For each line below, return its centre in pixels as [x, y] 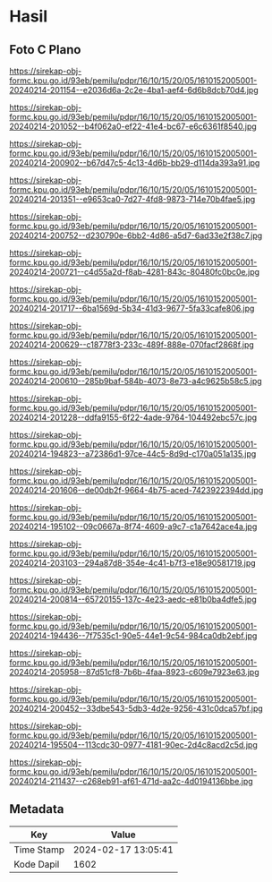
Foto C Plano [45, 50]
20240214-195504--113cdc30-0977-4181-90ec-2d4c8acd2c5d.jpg [133, 745]
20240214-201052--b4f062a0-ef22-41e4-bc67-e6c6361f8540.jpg [133, 126]
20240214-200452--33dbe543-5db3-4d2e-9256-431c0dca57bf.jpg [136, 708]
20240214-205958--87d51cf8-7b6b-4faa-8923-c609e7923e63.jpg [134, 672]
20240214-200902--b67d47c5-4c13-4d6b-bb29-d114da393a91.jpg [135, 163]
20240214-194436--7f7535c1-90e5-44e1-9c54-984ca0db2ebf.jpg [133, 636]
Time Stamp [39, 850]
